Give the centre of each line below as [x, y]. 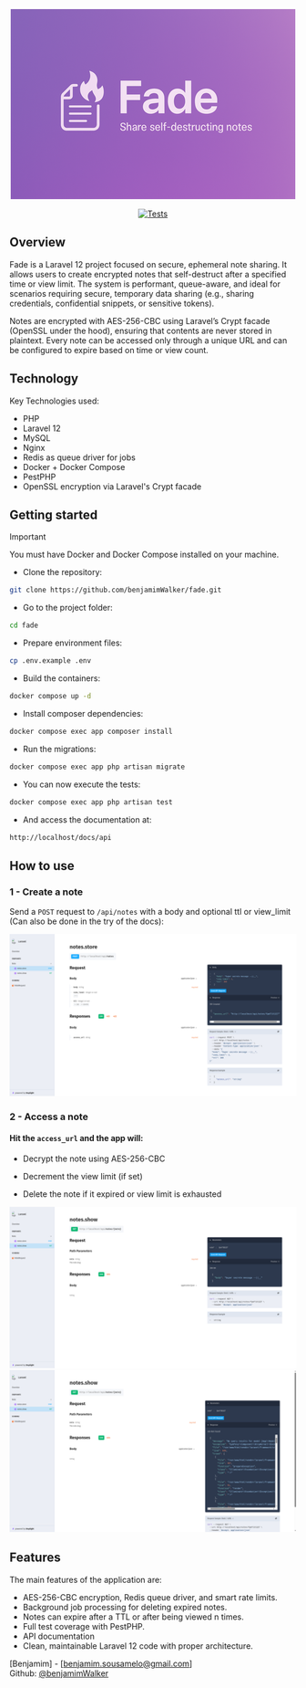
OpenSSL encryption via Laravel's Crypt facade [112, 486]
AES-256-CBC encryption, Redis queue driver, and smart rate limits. [150, 1597]
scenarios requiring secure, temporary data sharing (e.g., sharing [132, 293]
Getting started [54, 515]
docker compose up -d [51, 697]
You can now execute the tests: [82, 784]
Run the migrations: [59, 749]
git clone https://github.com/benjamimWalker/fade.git [116, 590]
